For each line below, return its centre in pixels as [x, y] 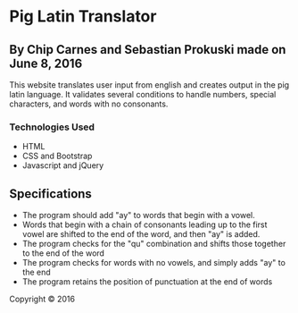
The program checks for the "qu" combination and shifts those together [154, 244]
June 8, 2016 [46, 63]
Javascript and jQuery [63, 165]
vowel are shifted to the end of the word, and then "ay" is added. [141, 234]
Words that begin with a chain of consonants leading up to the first [145, 224]
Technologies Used [52, 127]
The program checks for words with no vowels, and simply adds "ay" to [153, 263]
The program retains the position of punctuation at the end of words [147, 282]
